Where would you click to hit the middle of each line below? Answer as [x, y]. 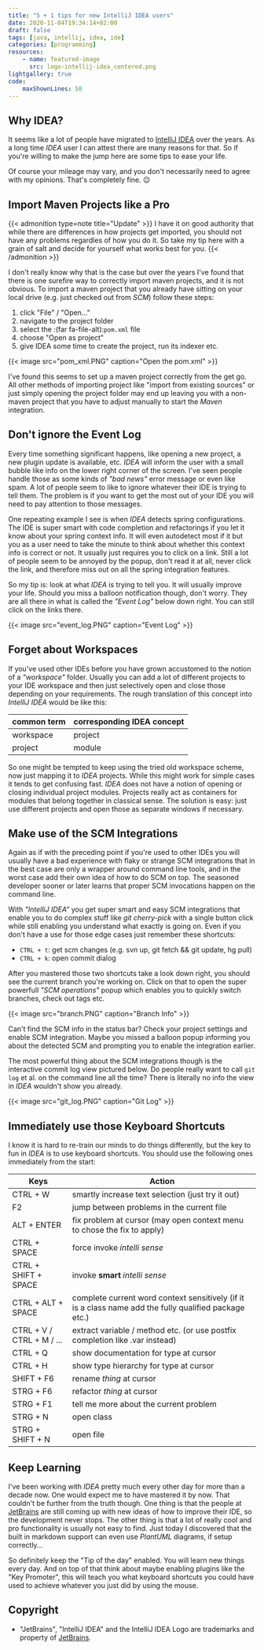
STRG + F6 [32, 1392]
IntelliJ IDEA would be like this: [58, 702]
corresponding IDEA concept [129, 721]
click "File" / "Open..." [55, 313]
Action [162, 1182]
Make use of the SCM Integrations [93, 834]
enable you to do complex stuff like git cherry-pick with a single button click [131, 918]
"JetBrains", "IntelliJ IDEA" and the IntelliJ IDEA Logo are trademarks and [137, 1629]
